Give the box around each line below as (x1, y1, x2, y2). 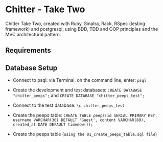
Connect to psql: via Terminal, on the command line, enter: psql (12, 77, 147, 83)
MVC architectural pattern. (5, 31, 61, 37)
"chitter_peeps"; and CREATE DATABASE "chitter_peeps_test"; (12, 92, 145, 99)
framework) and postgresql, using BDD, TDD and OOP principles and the (5, 26, 158, 32)
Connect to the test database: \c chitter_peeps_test (12, 102, 125, 108)
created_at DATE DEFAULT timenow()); (12, 122, 94, 127)
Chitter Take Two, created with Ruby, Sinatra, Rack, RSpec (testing (5, 20, 146, 27)
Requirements (5, 46, 51, 55)
